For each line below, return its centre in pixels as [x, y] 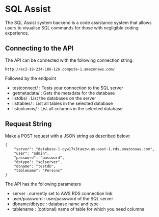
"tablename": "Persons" [38, 170]
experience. [17, 33]
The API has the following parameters [43, 184]
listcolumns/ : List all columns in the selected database [67, 108]
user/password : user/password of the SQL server [63, 198]
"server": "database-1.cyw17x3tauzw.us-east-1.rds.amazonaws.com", [84, 149]
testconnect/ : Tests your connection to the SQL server [68, 88]
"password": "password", [39, 158]
